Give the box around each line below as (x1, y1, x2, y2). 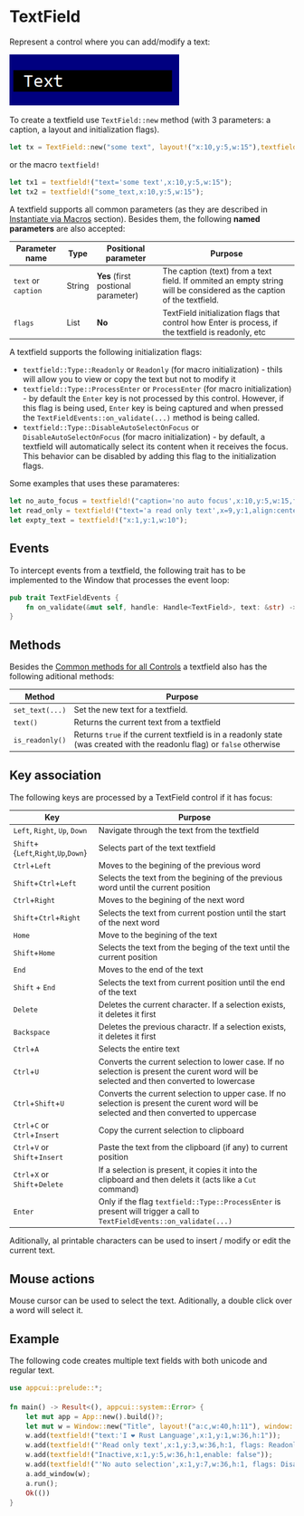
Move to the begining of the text (98, 929, 218, 940)
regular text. (9, 1365, 55, 1376)
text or (13, 275, 41, 286)
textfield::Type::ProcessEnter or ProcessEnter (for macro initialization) (22, 383, 292, 395)
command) (98, 1184, 139, 1195)
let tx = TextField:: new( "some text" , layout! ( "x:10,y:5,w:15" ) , (9, 143, 261, 152)
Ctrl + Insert (13, 1129, 60, 1140)
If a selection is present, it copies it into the (98, 1164, 258, 1175)
